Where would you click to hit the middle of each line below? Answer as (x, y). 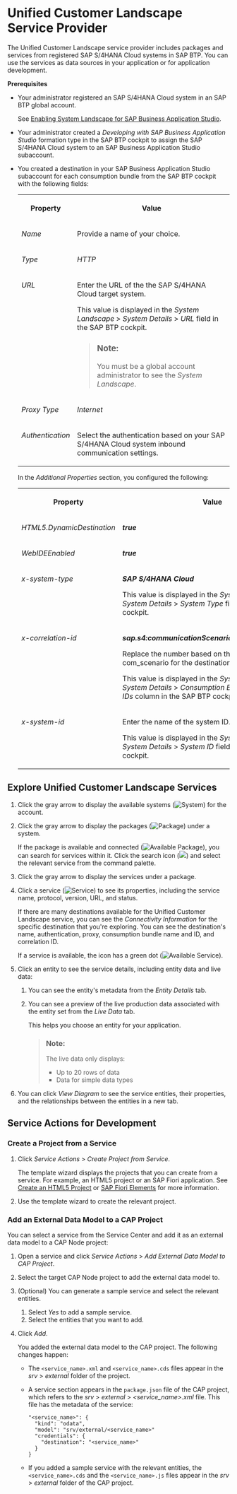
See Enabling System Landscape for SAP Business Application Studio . (120, 119)
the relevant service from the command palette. (87, 863)
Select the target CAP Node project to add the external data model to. (119, 1277)
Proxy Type (40, 409)
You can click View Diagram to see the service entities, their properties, (122, 1093)
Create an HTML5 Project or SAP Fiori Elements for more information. (119, 1187)
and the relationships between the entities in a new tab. (98, 1101)
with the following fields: (53, 183)
